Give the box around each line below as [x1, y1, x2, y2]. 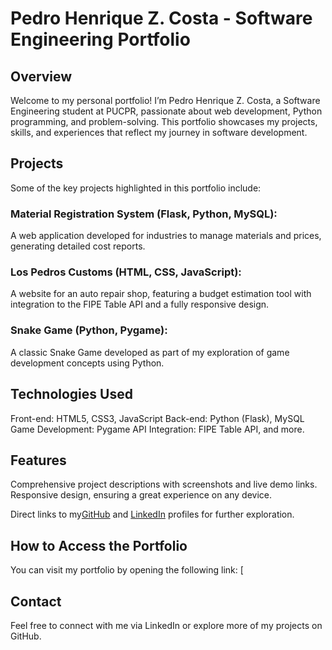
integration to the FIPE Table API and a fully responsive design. [10, 298, 270, 311]
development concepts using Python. [10, 357, 165, 369]
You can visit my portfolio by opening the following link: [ [10, 564, 244, 576]
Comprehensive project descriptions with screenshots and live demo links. [10, 478, 318, 491]
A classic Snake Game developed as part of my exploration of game [10, 346, 290, 358]
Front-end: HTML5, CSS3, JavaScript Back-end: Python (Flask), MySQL [10, 412, 305, 424]
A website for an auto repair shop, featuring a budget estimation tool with [10, 288, 312, 300]
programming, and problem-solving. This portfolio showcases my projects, [10, 116, 318, 127]
